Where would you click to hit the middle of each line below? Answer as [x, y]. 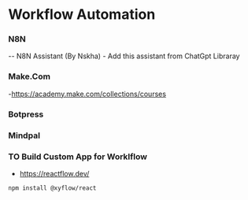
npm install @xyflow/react [52, 188]
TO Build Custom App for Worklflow [78, 157]
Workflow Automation [82, 15]
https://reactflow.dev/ [54, 173]
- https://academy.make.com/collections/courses [87, 94]
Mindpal [24, 135]
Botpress [26, 114]
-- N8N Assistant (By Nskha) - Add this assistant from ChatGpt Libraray [124, 56]
